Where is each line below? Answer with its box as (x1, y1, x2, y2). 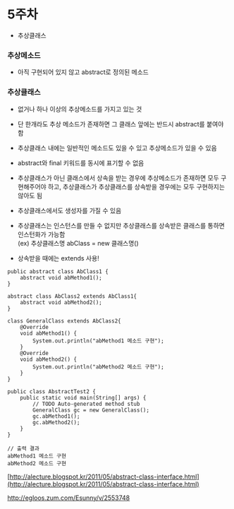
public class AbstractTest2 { (7, 388, 97, 395)
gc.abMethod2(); (32, 419, 80, 426)
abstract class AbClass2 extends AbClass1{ (7, 292, 137, 300)
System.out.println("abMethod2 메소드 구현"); (32, 363, 164, 371)
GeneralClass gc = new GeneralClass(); (32, 407, 150, 414)
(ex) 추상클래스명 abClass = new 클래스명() (17, 239, 139, 247)
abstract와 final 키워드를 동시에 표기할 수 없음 (17, 158, 144, 167)
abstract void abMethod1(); (20, 274, 102, 281)
